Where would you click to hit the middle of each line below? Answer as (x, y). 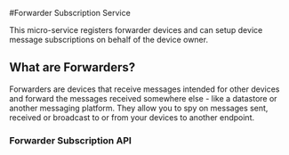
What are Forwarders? (72, 67)
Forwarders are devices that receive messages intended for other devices (144, 89)
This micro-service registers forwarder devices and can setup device (136, 30)
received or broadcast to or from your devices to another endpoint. (132, 117)
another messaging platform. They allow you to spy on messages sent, (139, 108)
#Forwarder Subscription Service (70, 13)
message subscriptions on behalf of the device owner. (109, 40)
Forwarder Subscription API (70, 140)
